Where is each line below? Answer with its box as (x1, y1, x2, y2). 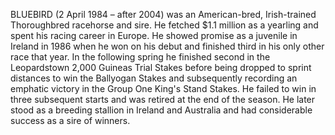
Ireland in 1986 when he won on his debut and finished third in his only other (10, 40, 325, 52)
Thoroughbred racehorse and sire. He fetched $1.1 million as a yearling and (10, 19, 319, 31)
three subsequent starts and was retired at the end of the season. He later (10, 94, 316, 105)
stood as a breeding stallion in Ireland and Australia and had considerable (10, 104, 313, 116)
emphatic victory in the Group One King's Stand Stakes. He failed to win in (10, 83, 317, 94)
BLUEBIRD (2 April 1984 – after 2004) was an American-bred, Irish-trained (10, 9, 317, 20)
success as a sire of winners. (10, 115, 131, 126)
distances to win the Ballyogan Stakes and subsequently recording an (10, 72, 298, 84)
